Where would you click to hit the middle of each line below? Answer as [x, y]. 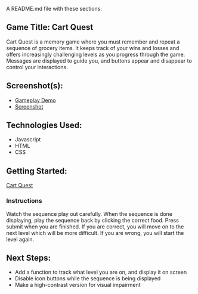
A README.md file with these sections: [54, 9]
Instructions [24, 201]
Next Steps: [28, 258]
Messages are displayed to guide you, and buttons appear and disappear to [99, 61]
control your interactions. [37, 67]
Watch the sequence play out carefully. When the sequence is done [89, 213]
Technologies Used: [44, 126]
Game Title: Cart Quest [50, 27]
